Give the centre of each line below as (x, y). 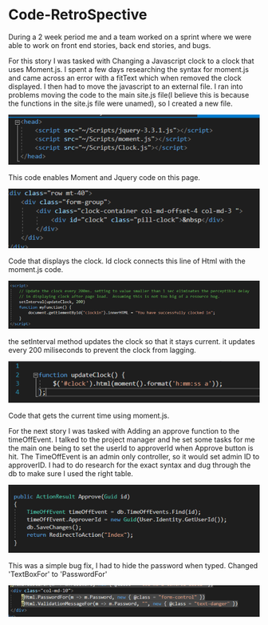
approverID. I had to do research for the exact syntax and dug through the (130, 465)
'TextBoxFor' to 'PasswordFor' (58, 574)
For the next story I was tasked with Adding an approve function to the (124, 431)
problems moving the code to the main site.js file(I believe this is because (129, 94)
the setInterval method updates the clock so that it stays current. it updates (132, 341)
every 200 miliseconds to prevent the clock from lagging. (102, 350)
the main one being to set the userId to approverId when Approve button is (131, 448)
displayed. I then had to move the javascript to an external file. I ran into (126, 86)
